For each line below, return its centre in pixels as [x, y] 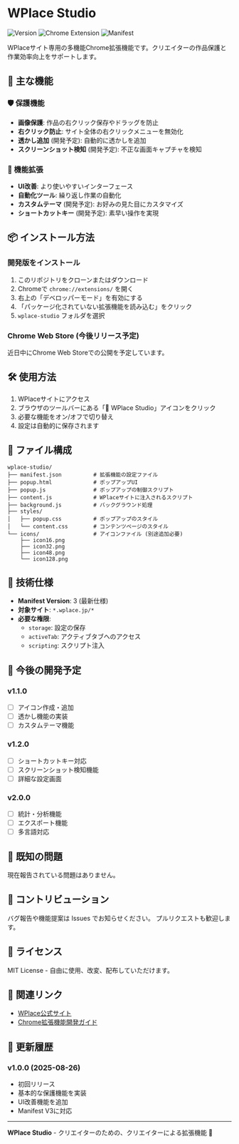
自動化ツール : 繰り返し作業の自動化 [69, 195]
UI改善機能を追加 [43, 1102]
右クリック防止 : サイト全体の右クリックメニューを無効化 [100, 131]
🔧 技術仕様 [30, 582]
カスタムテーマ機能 [46, 725]
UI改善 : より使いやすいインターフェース [75, 186]
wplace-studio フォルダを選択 [61, 315]
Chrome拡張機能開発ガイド [58, 1022]
